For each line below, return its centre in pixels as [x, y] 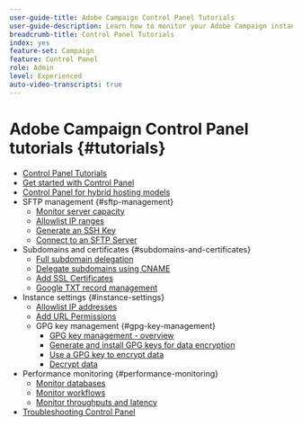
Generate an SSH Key [76, 230]
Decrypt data [74, 364]
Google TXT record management [97, 288]
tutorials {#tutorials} [88, 148]
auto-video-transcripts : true [66, 84]
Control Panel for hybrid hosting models [96, 192]
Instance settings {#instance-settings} [93, 297]
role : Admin [31, 68]
